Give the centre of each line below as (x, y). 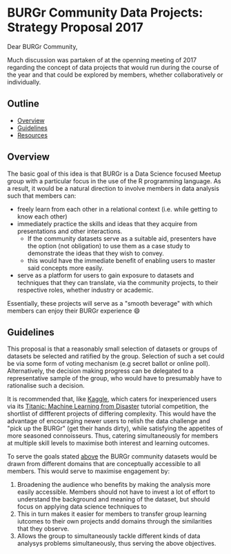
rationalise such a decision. (46, 386)
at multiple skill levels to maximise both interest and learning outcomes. (109, 443)
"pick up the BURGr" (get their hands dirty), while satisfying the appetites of (115, 428)
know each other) (42, 216)
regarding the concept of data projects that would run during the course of (113, 67)
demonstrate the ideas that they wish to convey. (96, 253)
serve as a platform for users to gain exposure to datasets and (106, 275)
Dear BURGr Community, (42, 46)
